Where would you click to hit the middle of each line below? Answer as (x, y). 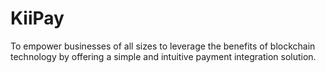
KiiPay (37, 18)
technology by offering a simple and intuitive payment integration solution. (163, 56)
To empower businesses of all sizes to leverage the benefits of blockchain (163, 46)
